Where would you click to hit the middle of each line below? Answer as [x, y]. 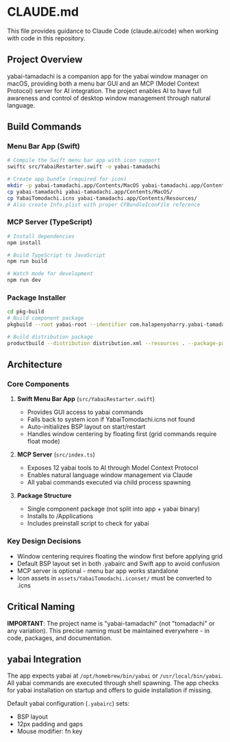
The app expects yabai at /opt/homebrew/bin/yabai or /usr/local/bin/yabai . [115, 676]
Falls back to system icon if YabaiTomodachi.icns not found [111, 420]
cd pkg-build [26, 312]
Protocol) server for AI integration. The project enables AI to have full [104, 90]
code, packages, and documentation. [60, 638]
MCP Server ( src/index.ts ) [56, 455]
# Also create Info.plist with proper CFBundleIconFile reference [104, 205]
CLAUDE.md [43, 12]
